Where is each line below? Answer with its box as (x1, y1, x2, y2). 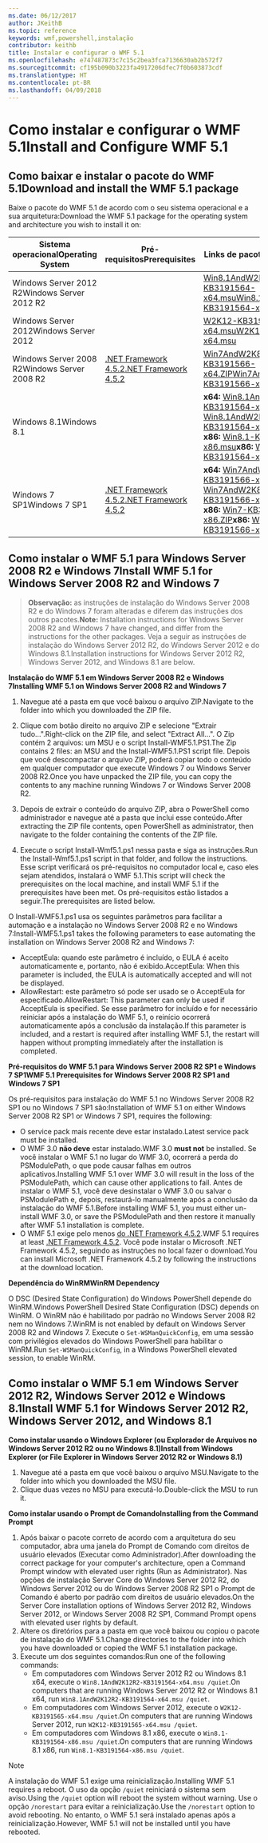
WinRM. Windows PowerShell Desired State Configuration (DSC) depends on (8, 1302, 259, 1312)
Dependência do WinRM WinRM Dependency (8, 1278, 160, 1288)
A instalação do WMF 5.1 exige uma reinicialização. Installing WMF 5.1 (8, 1777, 235, 1785)
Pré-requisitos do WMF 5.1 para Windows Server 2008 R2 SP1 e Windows (8, 1061, 257, 1072)
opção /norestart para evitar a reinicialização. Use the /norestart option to (8, 1801, 255, 1811)
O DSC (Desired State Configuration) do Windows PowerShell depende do (8, 1293, 252, 1304)
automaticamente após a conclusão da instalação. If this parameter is (19, 1021, 246, 1030)
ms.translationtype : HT (8, 71, 88, 79)
